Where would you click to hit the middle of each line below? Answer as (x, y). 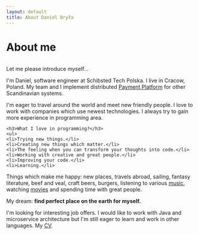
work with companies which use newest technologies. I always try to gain (97, 111)
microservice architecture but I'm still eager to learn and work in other (93, 219)
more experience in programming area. (55, 118)
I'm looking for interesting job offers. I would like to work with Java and (94, 213)
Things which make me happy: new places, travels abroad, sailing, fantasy (98, 177)
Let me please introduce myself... (47, 69)
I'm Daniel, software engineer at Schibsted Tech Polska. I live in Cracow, (96, 81)
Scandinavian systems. (35, 93)
